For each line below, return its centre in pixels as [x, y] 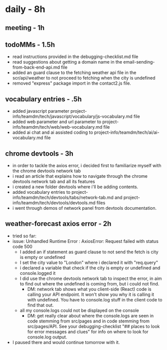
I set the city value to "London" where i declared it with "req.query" [89, 262]
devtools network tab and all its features [54, 182]
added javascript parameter [41, 111]
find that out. [40, 305]
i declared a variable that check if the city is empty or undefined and [90, 268]
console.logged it [38, 273]
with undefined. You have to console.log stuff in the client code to [95, 299]
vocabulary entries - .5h [44, 99]
